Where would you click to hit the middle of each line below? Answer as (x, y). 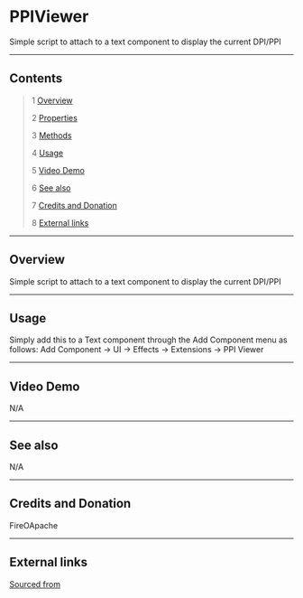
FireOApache (34, 525)
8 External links (60, 222)
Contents (36, 79)
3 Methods (51, 135)
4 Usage (47, 153)
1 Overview (52, 100)
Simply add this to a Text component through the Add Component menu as (148, 340)
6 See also (51, 188)
